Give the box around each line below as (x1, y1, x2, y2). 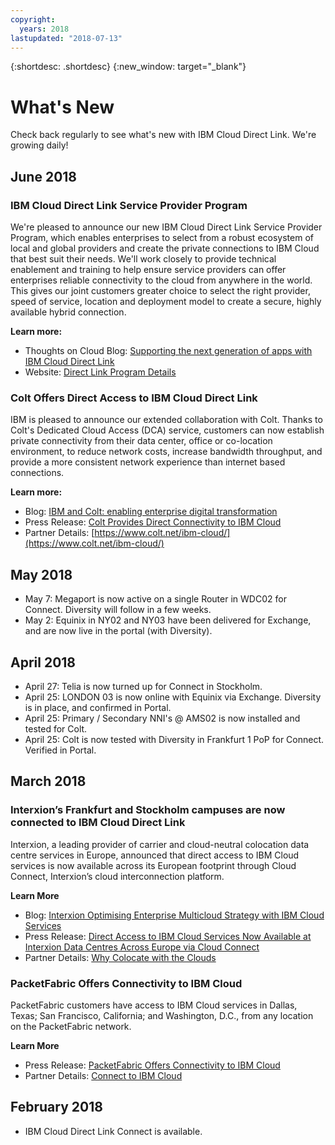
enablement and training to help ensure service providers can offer (10, 264, 287, 275)
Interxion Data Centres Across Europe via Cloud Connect (24, 941, 260, 953)
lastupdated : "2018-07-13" (10, 33, 123, 43)
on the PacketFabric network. (10, 1020, 132, 1032)
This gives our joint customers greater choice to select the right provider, (10, 285, 311, 296)
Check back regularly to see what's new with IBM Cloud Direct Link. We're (10, 129, 317, 141)
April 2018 (10, 654, 77, 671)
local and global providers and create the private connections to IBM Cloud (10, 242, 320, 254)
